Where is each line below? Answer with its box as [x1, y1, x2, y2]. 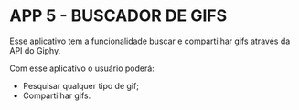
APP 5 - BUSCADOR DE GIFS [9, 5, 228, 26]
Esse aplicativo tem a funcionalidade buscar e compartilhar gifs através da [9, 35, 291, 46]
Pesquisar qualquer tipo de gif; [22, 80, 140, 91]
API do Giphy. [9, 45, 61, 55]
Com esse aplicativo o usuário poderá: [9, 63, 155, 74]
